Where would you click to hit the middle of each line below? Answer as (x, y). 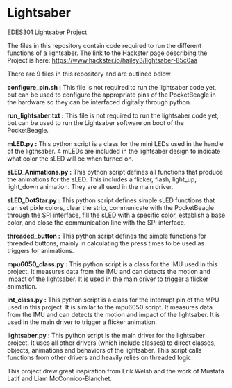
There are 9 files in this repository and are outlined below (89, 74)
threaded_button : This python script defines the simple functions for (107, 236)
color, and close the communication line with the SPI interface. (97, 222)
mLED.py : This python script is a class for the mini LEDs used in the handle (115, 143)
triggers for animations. (41, 250)
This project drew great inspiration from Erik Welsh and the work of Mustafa (116, 371)
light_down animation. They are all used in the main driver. (90, 186)
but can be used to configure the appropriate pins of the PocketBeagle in (112, 95)
